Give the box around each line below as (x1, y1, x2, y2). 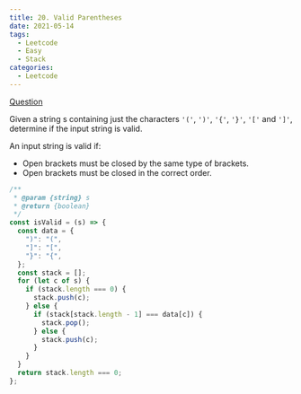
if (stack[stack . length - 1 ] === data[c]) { (32, 310, 203, 319)
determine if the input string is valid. (9, 123, 143, 134)
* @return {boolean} (13, 201, 91, 211)
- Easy (17, 47, 42, 56)
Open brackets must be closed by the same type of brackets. (22, 158, 250, 169)
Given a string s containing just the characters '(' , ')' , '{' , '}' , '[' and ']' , (9, 113, 294, 124)
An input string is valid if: (9, 140, 102, 151)
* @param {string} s (13, 193, 91, 202)
